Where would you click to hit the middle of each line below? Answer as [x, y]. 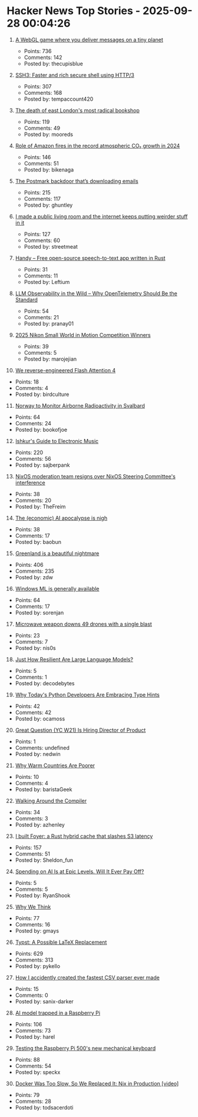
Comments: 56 [33, 458]
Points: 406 [29, 564]
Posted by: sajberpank [42, 465]
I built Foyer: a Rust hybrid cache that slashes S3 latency [84, 836]
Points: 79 [27, 1095]
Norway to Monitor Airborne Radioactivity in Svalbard [80, 405]
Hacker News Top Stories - [74, 11]
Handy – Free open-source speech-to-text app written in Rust [90, 258]
